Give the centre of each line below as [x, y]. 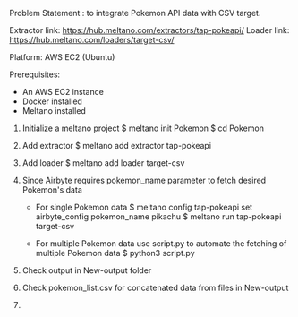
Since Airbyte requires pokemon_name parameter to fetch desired [144, 180]
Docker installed [52, 101]
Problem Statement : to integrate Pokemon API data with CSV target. [135, 13]
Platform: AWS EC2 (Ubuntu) [62, 57]
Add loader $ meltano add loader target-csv [103, 163]
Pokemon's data [52, 190]
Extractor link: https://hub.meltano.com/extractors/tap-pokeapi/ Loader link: [149, 30]
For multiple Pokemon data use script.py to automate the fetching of [161, 244]
